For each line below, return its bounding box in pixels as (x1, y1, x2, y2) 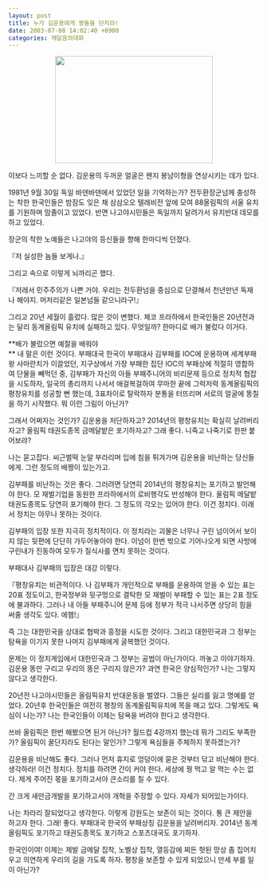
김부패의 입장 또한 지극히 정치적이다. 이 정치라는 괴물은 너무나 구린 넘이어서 (8, 527, 242, 536)
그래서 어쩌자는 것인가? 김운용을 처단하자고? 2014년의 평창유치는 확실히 (8, 416, 232, 425)
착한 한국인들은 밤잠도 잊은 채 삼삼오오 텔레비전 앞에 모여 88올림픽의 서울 (16, 198, 245, 207)
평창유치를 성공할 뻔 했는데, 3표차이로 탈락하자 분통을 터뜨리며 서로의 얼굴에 (8, 389, 245, 398)
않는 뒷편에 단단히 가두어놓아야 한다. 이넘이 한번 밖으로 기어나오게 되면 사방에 (16, 536, 257, 546)
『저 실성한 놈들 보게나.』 (8, 252, 88, 261)
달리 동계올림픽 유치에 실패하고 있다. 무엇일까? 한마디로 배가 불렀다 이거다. (16, 322, 248, 331)
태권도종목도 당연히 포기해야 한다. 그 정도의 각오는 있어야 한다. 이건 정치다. (8, 500, 240, 509)
